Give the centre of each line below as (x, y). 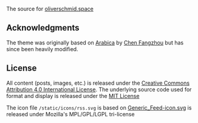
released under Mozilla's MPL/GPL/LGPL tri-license (70, 114)
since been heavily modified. (42, 49)
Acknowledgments (43, 28)
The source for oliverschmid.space (50, 9)
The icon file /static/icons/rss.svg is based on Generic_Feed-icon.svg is (99, 107)
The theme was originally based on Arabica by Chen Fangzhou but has (95, 43)
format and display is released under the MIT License (73, 96)
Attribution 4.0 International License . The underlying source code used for (99, 89)
